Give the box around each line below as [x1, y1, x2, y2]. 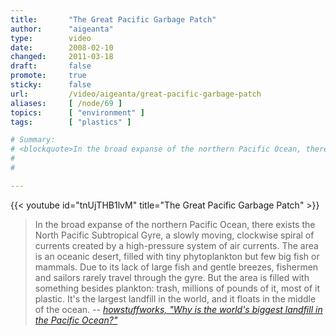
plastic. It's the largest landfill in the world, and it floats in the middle [34, 292, 317, 305]
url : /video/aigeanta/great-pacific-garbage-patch [10, 89, 262, 99]
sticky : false [10, 80, 92, 90]
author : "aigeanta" [10, 24, 114, 34]
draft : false [10, 61, 92, 71]
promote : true [10, 71, 87, 81]
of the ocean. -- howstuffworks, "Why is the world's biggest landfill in [34, 303, 323, 315]
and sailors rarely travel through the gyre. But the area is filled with [34, 271, 310, 283]
